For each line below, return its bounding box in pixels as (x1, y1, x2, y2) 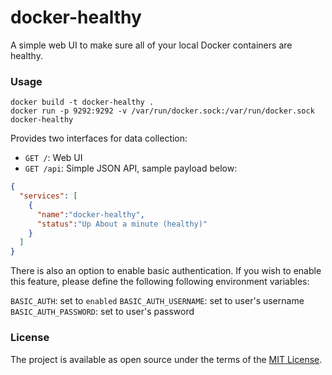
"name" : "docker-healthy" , (36, 209, 145, 220)
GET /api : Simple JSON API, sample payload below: (24, 162, 238, 175)
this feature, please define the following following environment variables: (10, 276, 310, 288)
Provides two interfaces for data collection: (10, 132, 188, 145)
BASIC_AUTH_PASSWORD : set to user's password (10, 306, 195, 318)
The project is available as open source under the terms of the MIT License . (10, 353, 323, 365)
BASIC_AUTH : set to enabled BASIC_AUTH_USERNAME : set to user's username (10, 295, 305, 307)
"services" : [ (19, 191, 78, 201)
